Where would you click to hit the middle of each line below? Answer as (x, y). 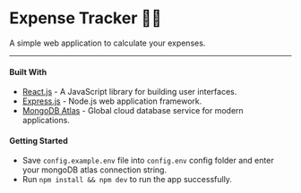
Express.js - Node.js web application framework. (112, 101)
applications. (46, 121)
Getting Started (39, 140)
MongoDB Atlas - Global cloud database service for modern (133, 111)
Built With (28, 71)
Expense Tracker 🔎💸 (86, 18)
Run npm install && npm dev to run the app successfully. (127, 180)
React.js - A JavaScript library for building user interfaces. (129, 92)
